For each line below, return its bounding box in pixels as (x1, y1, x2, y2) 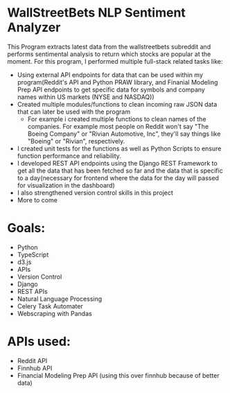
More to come (17, 195, 57, 204)
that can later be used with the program (17, 107, 130, 116)
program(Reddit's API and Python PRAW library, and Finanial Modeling (17, 78, 218, 86)
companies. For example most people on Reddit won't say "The (27, 122, 209, 130)
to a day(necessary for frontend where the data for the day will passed (17, 173, 220, 182)
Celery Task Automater (17, 302, 83, 310)
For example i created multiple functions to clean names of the (27, 114, 206, 123)
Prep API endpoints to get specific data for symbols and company (17, 85, 206, 94)
